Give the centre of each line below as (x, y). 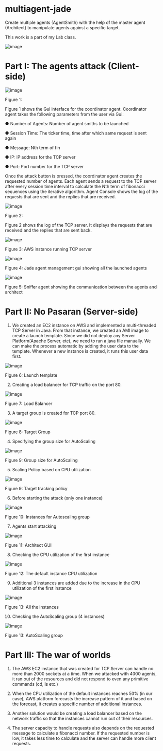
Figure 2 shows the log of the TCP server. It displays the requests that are (79, 225)
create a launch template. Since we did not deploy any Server (73, 335)
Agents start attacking (34, 526)
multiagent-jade (38, 9)
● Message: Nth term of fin (33, 148)
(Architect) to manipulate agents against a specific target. (63, 27)
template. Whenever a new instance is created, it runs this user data (80, 351)
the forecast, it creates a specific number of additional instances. (77, 704)
